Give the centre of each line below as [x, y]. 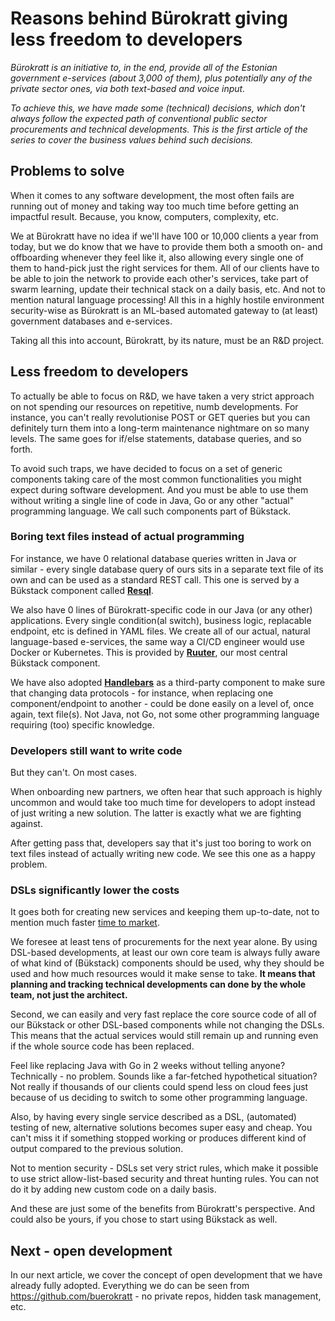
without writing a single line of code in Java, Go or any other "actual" [152, 500]
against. [26, 824]
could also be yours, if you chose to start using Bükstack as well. [144, 1219]
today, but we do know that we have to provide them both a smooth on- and [166, 246]
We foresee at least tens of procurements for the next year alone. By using [164, 942]
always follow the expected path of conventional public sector [139, 118]
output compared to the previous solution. [97, 1149]
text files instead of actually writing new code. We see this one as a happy [163, 854]
